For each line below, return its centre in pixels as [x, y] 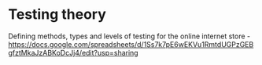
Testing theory [57, 14]
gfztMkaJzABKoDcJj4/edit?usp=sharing [74, 52]
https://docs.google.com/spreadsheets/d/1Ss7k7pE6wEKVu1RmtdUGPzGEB [131, 44]
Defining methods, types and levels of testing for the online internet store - [129, 36]
